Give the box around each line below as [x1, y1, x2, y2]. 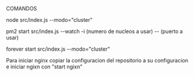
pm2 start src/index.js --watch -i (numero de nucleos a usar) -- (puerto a [6, 28, 183, 35]
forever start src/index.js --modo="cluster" [6, 45, 111, 52]
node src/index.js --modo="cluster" [6, 16, 93, 23]
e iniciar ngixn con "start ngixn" [6, 63, 83, 70]
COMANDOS [6, 5, 37, 12]
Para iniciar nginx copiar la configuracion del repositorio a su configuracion [6, 57, 188, 64]
